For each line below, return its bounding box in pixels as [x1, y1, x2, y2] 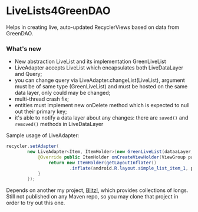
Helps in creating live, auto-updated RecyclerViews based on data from [6, 24, 180, 31]
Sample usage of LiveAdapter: [6, 132, 80, 139]
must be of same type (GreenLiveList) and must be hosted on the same [14, 83, 188, 90]
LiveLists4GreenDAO [6, 4, 111, 18]
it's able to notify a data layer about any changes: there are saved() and [14, 114, 189, 121]
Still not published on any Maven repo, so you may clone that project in [6, 193, 179, 200]
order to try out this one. [6, 199, 65, 207]
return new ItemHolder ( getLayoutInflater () [48, 160, 157, 165]
